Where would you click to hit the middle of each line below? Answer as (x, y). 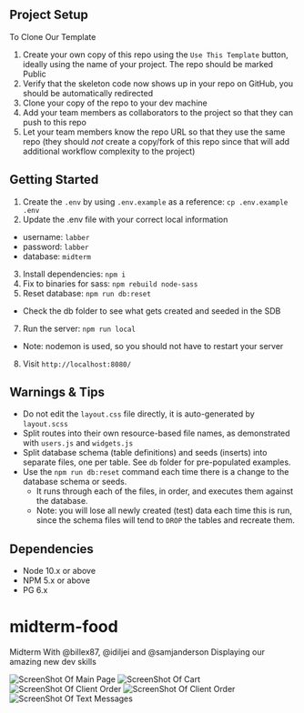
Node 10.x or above (59, 571)
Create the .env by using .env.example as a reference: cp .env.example (155, 201)
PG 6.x (35, 590)
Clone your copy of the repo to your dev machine (115, 103)
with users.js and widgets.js (78, 443)
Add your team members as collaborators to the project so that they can (158, 112)
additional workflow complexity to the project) (109, 151)
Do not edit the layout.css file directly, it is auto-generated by (138, 414)
